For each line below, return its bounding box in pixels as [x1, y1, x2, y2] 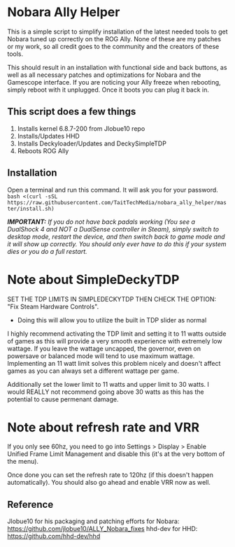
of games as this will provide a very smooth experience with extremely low [7, 336, 222, 345]
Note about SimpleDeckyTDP [7, 271, 180, 287]
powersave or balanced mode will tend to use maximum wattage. [7, 351, 195, 360]
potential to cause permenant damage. [7, 395, 119, 403]
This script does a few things [7, 106, 136, 118]
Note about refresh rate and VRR [7, 419, 200, 435]
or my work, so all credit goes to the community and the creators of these [7, 42, 220, 50]
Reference [7, 498, 54, 511]
